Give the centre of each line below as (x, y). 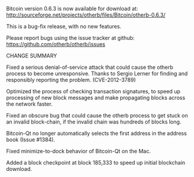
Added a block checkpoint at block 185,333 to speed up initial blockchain (96, 162)
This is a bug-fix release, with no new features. (64, 26)
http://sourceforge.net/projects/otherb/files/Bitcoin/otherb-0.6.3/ (86, 15)
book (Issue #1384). (31, 140)
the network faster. (29, 104)
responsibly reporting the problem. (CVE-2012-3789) (71, 80)
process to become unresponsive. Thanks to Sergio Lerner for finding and (97, 73)
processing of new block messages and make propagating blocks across (96, 98)
